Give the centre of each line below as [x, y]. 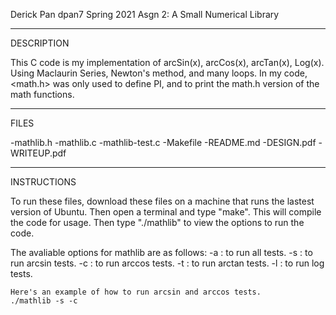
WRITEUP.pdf [38, 153]
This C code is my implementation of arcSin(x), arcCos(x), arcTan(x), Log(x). [167, 62]
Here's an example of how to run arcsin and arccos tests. [136, 292]
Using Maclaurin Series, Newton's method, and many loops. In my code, [159, 73]
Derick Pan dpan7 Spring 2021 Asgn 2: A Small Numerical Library [145, 14]
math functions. [42, 94]
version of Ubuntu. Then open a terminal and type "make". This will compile [166, 212]
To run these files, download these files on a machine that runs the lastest [162, 201]
